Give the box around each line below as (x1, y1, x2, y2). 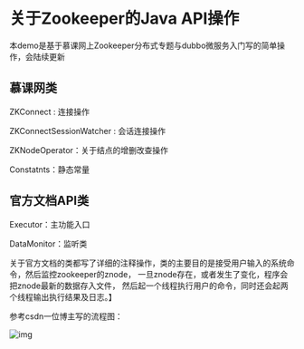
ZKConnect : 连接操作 (9, 106, 90, 117)
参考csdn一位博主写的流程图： (9, 310, 124, 322)
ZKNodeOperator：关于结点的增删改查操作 (9, 144, 169, 155)
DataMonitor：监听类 (9, 238, 88, 249)
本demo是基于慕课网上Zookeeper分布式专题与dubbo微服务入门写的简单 (9, 40, 278, 51)
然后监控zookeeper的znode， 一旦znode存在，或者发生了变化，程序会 (24, 268, 289, 279)
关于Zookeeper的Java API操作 (9, 8, 240, 29)
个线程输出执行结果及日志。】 (9, 291, 117, 302)
